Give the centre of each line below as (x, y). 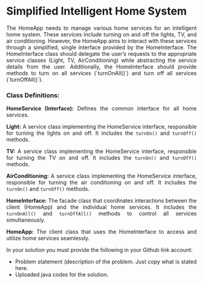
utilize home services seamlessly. (48, 238)
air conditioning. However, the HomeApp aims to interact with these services (101, 41)
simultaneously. (26, 220)
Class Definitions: (33, 95)
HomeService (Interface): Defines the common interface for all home (101, 109)
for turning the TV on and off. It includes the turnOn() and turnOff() (101, 158)
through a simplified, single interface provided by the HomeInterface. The (101, 47)
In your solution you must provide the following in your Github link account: (100, 250)
